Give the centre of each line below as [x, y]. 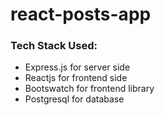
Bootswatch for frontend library [89, 89]
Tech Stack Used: [54, 46]
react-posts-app [81, 14]
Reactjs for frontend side [76, 78]
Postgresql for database [74, 99]
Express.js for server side [77, 67]
